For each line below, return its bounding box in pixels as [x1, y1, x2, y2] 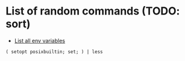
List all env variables [14, 37, 66, 44]
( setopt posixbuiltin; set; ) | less [5, 48, 103, 55]
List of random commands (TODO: [5, 4, 180, 18]
